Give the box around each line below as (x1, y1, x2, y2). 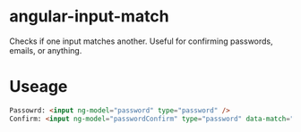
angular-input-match (9, 6, 169, 27)
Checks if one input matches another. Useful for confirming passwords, (9, 36, 273, 46)
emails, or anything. (9, 45, 82, 55)
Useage (9, 77, 68, 97)
